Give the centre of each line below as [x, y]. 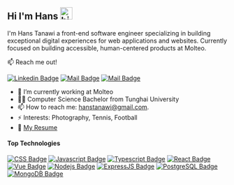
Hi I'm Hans [33, 16]
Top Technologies [34, 143]
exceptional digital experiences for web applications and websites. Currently [117, 40]
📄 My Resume [37, 127]
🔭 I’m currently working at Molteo [65, 91]
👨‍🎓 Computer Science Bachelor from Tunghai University [98, 99]
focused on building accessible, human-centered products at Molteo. [107, 48]
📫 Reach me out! [32, 62]
